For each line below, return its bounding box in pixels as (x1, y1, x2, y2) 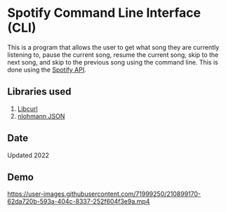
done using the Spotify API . (7, 65, 86, 74)
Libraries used (7, 86, 72, 98)
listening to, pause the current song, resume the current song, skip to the (7, 51, 219, 59)
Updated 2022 (7, 151, 49, 159)
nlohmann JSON (17, 112, 65, 120)
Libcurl (17, 104, 38, 113)
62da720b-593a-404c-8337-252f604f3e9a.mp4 (7, 197, 150, 206)
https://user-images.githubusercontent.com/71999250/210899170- (7, 190, 201, 198)
